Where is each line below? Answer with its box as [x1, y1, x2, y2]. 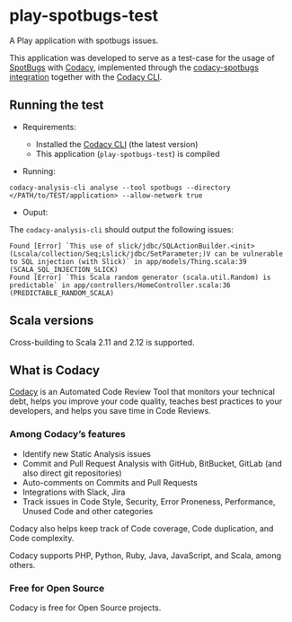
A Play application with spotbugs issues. [9, 35, 159, 46]
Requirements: [22, 121, 76, 132]
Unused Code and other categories [22, 505, 154, 516]
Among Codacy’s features [9, 428, 126, 441]
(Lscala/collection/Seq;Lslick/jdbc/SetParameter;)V [9, 249, 211, 258]
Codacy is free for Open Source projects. [9, 602, 162, 613]
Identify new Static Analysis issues [22, 448, 151, 459]
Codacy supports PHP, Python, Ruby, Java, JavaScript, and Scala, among [9, 549, 281, 561]
